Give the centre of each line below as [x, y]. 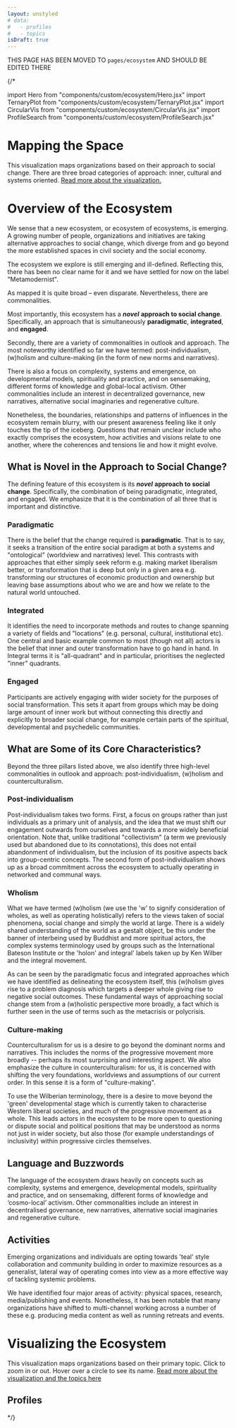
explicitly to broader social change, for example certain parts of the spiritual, [118, 719]
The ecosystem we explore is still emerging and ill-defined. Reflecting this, [116, 264]
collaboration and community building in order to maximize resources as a [115, 1265]
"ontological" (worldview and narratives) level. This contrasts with [103, 555]
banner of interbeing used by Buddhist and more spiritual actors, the [107, 938]
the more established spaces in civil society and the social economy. [107, 250]
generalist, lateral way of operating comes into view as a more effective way [118, 1272]
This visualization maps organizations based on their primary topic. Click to [116, 1363]
